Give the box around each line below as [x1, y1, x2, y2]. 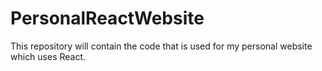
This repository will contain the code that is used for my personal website [10, 40, 313, 52]
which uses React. [10, 50, 87, 62]
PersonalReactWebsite [10, 7, 205, 30]
